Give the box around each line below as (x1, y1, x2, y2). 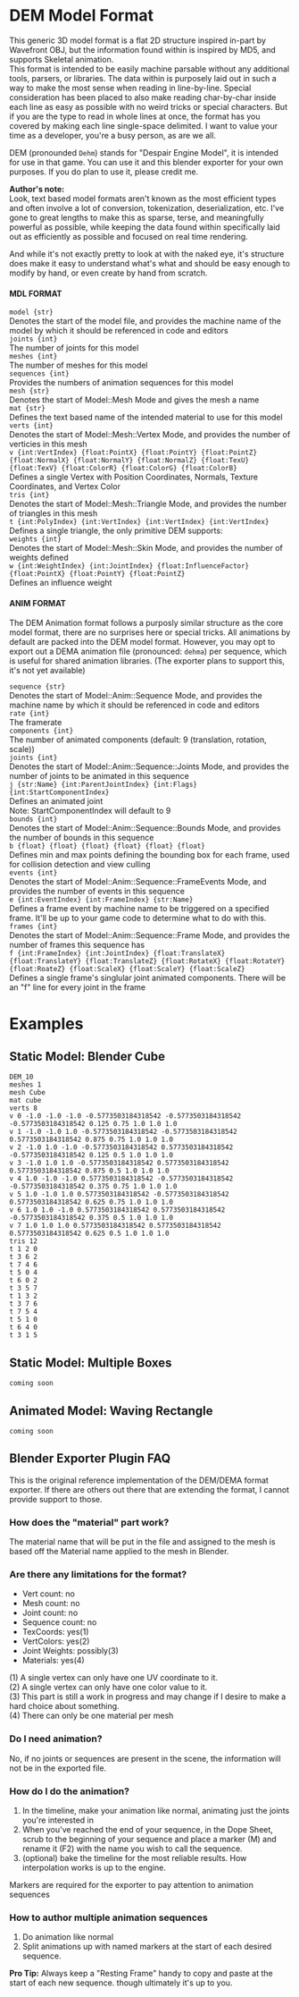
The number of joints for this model (9, 343, 139, 353)
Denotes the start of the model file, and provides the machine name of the (9, 316, 281, 326)
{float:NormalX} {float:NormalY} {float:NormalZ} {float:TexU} (9, 456, 250, 465)
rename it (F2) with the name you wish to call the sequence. (21, 1843, 243, 1854)
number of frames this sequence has (9, 940, 145, 951)
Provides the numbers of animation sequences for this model (9, 377, 234, 388)
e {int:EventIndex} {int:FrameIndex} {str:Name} (9, 895, 194, 904)
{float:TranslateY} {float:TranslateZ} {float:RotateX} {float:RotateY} (9, 957, 286, 966)
